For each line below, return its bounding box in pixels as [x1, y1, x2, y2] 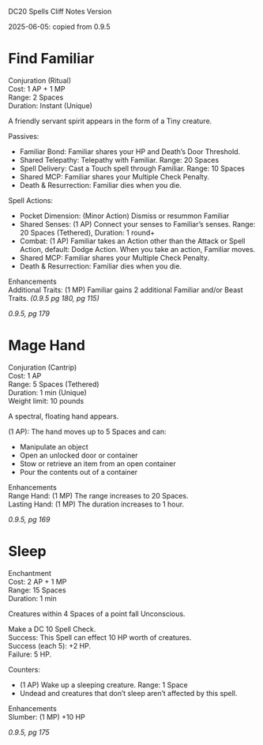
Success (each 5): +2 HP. [8, 641, 92, 650]
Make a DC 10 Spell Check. [8, 624, 96, 634]
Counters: [8, 664, 41, 674]
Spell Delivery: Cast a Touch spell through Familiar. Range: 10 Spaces [19, 164, 246, 173]
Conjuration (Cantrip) [8, 363, 77, 372]
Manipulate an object [19, 442, 88, 451]
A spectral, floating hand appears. [8, 411, 119, 421]
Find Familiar [8, 50, 95, 68]
